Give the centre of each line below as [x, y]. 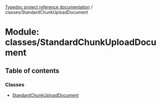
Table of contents [32, 71]
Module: [22, 32]
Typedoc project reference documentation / [49, 7]
